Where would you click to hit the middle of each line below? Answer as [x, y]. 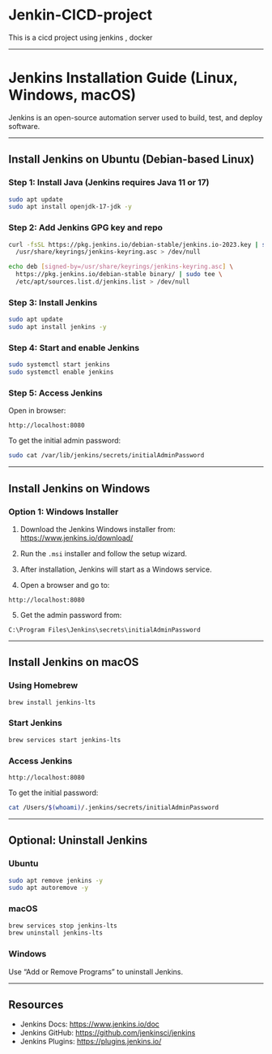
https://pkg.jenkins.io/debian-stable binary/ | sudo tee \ [119, 274]
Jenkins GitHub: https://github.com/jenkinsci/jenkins [108, 1033]
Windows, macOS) [72, 95]
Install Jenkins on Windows [79, 488]
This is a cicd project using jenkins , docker [81, 37]
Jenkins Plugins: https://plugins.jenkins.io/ [91, 1042]
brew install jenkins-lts [52, 702]
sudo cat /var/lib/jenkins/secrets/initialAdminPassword [106, 456]
